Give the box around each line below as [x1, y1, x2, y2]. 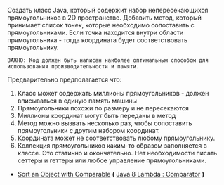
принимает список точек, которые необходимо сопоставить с [7, 21, 195, 29]
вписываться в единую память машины [17, 96, 138, 105]
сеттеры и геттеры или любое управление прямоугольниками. [17, 156, 207, 165]
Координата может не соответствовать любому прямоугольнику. [17, 134, 216, 142]
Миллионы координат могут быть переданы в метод [17, 112, 176, 120]
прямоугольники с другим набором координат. [17, 127, 160, 134]
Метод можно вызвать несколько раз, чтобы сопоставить [17, 119, 192, 127]
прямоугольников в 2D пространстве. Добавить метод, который [7, 13, 202, 22]
